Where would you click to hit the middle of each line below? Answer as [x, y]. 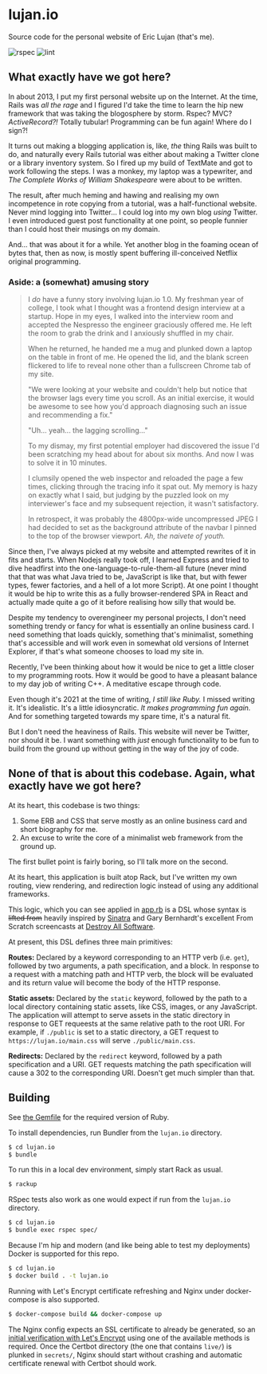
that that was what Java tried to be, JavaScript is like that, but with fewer [128, 577]
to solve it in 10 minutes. [67, 463]
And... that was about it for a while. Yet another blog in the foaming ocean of [133, 244]
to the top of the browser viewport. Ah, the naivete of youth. [126, 536]
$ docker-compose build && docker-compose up [85, 1314]
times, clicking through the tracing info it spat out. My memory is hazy [143, 487]
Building [29, 1098]
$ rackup [23, 1184]
